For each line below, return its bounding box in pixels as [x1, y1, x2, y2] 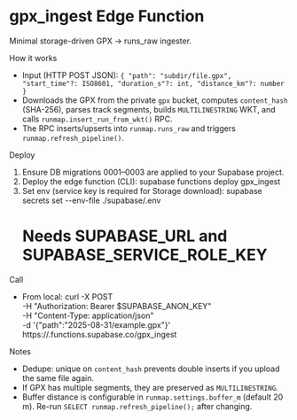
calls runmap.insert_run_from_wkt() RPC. [21, 113, 173, 124]
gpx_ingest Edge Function [9, 6, 205, 27]
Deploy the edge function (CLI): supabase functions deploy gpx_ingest [21, 175, 281, 187]
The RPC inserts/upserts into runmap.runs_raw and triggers [21, 122, 237, 134]
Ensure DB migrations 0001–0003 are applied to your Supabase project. [21, 167, 285, 177]
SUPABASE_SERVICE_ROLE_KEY [21, 245, 268, 265]
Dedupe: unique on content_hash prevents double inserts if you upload [21, 363, 280, 374]
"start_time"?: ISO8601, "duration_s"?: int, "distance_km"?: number [21, 79, 285, 88]
